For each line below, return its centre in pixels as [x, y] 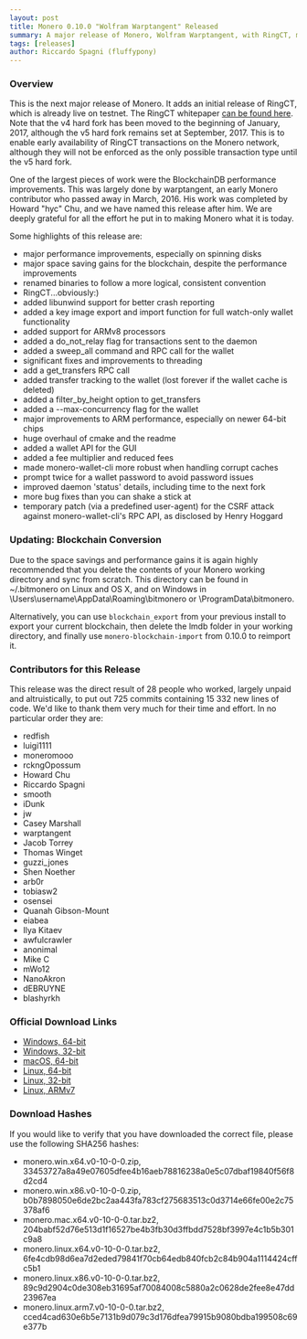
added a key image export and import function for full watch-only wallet [158, 313]
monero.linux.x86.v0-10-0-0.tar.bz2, [91, 1278]
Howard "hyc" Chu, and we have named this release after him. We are [141, 209]
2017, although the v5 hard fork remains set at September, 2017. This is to [147, 133]
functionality [46, 322]
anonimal [40, 950]
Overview [32, 84]
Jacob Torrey [48, 843]
